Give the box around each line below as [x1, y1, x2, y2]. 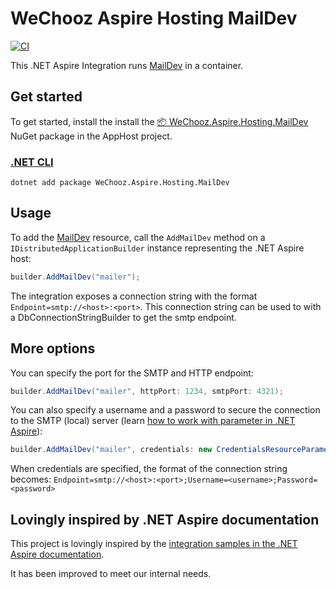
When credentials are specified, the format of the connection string [10, 463, 288, 475]
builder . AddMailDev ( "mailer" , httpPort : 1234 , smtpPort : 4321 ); [10, 386, 284, 396]
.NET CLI [10, 155, 54, 169]
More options [10, 340, 96, 357]
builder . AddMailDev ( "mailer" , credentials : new [10, 445, 213, 455]
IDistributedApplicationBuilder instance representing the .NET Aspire [10, 242, 305, 254]
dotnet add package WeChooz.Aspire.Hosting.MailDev [10, 178, 230, 188]
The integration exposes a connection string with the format [10, 290, 258, 302]
